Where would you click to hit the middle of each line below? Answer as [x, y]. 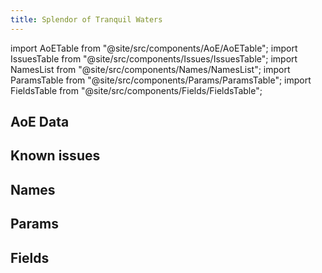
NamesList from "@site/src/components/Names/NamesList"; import [150, 69]
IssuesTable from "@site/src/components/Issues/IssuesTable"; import [154, 58]
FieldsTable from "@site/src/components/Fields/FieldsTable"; [136, 90]
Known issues [55, 156]
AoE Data [40, 122]
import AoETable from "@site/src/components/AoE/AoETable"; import [154, 48]
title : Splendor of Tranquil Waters [86, 19]
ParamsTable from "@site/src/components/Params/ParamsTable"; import [161, 80]
